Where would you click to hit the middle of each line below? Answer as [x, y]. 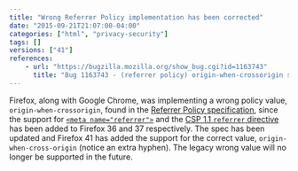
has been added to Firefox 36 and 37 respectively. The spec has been [137, 128]
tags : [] [25, 42]
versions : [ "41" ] [41, 51]
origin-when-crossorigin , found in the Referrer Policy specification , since [144, 109]
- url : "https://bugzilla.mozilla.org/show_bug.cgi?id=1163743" [146, 67]
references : [31, 58]
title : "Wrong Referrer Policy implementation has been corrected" [137, 17]
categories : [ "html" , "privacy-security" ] [89, 34]
